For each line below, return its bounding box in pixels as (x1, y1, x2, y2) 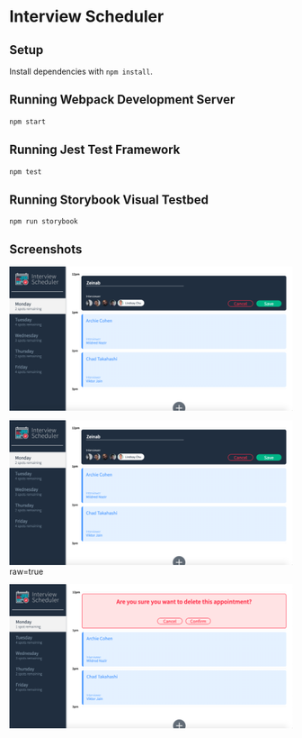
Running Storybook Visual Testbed (9, 192, 209, 207)
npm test (9, 167, 42, 177)
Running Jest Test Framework (9, 142, 181, 158)
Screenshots (9, 241, 83, 258)
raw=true (9, 566, 44, 577)
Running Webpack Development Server (9, 92, 235, 107)
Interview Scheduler (9, 6, 164, 27)
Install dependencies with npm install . (9, 66, 153, 77)
